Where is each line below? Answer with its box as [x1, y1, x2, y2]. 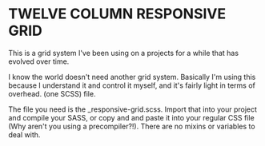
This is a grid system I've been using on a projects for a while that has [8, 48, 239, 57]
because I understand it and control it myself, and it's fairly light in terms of [8, 81, 256, 90]
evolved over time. [8, 57, 70, 66]
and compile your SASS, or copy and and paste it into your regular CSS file [8, 112, 255, 122]
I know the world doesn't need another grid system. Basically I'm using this [8, 72, 256, 81]
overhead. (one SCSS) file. [8, 89, 96, 98]
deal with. [8, 129, 41, 140]
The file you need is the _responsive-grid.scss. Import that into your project [8, 105, 258, 114]
